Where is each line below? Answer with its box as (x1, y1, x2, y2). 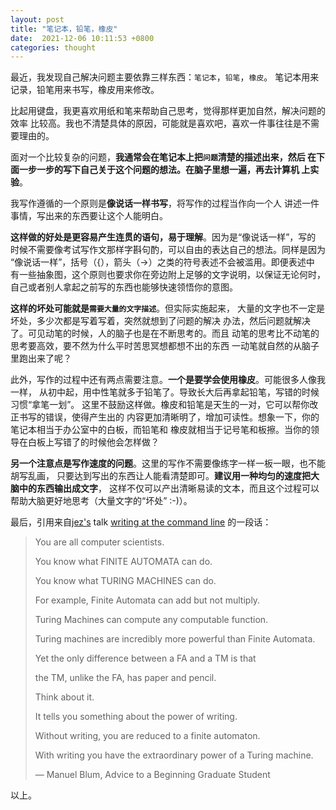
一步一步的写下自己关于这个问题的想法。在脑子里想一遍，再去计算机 (18, 164, 300, 176)
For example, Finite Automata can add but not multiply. (34, 594, 261, 606)
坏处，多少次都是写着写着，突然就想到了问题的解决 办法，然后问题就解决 (10, 315, 311, 327)
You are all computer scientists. (34, 536, 165, 548)
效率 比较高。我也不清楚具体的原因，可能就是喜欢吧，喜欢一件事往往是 (10, 117, 302, 130)
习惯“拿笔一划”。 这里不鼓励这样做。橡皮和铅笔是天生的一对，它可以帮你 (10, 399, 310, 411)
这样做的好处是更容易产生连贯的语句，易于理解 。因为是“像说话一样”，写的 (10, 231, 317, 243)
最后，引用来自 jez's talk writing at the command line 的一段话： (10, 516, 272, 528)
